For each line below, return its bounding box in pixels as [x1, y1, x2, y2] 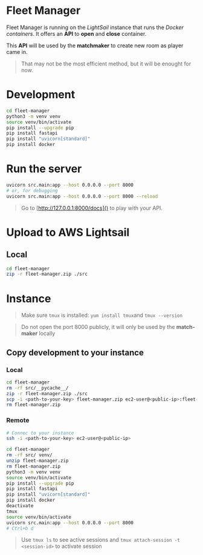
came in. [6, 48, 28, 55]
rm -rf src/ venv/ [6, 452, 53, 458]
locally [39, 330, 56, 337]
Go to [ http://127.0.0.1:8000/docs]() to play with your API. [21, 204, 163, 211]
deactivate [6, 503, 34, 509]
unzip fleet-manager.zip [6, 458, 69, 464]
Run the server [6, 162, 82, 176]
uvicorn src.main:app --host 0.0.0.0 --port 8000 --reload [6, 193, 158, 199]
